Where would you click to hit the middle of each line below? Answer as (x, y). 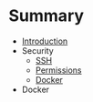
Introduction (45, 41)
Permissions (58, 70)
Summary (46, 16)
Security (37, 50)
